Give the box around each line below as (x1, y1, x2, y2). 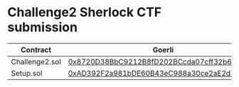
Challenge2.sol (11, 57, 62, 66)
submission (7, 19, 78, 35)
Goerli (152, 45, 174, 54)
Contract (21, 45, 52, 54)
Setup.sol (11, 68, 43, 78)
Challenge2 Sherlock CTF (7, 4, 162, 21)
